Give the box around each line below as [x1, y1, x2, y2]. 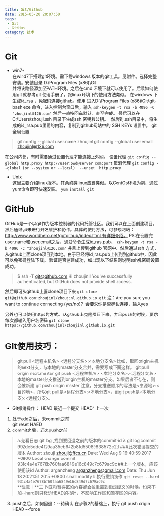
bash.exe [12, 104, 31, 110]
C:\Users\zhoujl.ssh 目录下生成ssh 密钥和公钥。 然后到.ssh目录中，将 [12, 116, 154, 122]
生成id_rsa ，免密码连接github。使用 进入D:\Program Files [12, 98, 129, 104]
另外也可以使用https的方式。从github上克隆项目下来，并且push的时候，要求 [5, 311, 158, 317]
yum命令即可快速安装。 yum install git [12, 186, 94, 192]
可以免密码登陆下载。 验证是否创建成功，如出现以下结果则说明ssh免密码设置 [5, 257, 159, 263]
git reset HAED [12, 421, 43, 427]
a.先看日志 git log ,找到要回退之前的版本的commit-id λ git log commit [17, 437, 156, 443]
